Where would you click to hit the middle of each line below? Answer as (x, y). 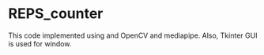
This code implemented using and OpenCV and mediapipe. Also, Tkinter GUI (133, 35)
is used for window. (40, 43)
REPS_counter (56, 14)
